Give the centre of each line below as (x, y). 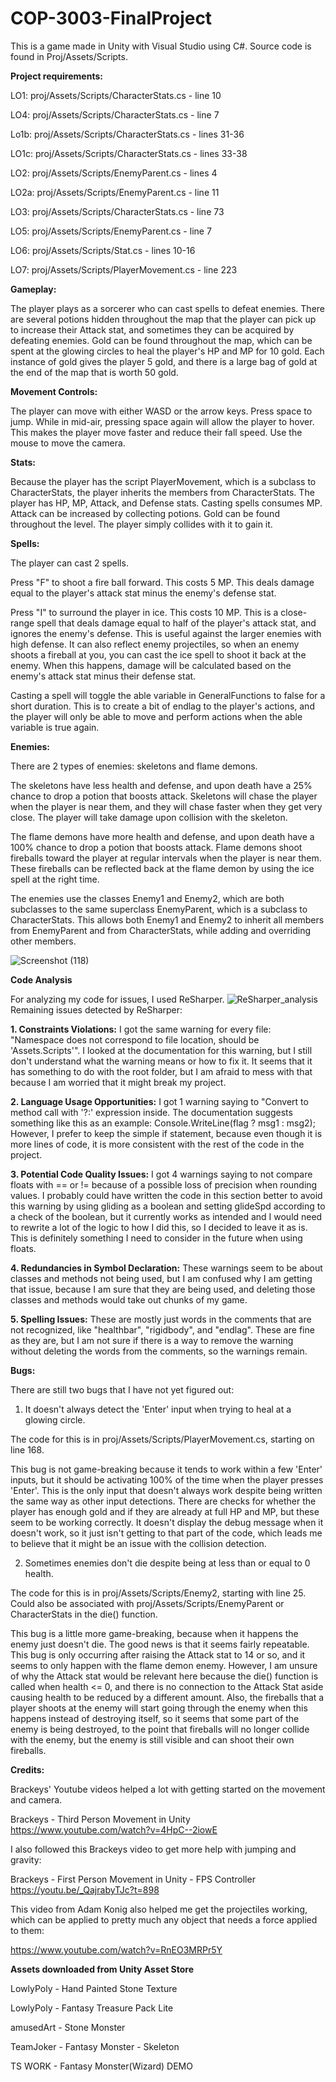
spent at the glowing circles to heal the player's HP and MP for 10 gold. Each (167, 351)
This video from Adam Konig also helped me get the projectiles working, (159, 1909)
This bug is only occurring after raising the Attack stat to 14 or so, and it (158, 1654)
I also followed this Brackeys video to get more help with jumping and (153, 1849)
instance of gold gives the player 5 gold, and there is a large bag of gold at (164, 361)
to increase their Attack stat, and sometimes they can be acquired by (152, 329)
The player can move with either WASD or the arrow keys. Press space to (161, 411)
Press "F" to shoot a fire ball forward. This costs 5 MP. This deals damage (162, 582)
